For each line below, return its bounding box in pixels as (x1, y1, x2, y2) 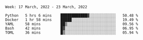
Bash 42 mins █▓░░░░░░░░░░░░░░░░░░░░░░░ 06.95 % (5, 26, 139, 31)
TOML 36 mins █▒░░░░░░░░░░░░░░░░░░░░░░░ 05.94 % (5, 30, 139, 35)
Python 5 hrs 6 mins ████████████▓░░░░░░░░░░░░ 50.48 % (5, 13, 139, 18)
